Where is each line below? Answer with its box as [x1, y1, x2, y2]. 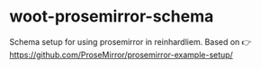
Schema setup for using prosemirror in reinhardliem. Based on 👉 [9, 36, 252, 47]
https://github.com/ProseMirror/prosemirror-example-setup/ [9, 49, 234, 60]
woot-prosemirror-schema [9, 6, 214, 27]
